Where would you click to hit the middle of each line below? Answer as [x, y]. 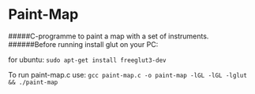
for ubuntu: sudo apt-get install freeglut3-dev [88, 60]
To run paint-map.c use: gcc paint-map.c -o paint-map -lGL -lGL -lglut [127, 74]
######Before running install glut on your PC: [83, 44]
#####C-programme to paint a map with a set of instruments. [109, 36]
